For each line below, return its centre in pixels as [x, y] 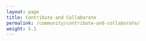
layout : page [23, 12]
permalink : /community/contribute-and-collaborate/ [73, 23]
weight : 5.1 [21, 29]
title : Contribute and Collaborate [51, 17]
